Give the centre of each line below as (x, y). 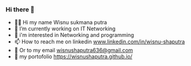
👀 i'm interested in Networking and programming (74, 35)
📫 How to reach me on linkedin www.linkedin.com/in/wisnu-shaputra (100, 42)
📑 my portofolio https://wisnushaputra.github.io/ (73, 56)
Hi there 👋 (20, 10)
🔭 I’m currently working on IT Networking (65, 29)
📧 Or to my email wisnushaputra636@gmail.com (74, 51)
